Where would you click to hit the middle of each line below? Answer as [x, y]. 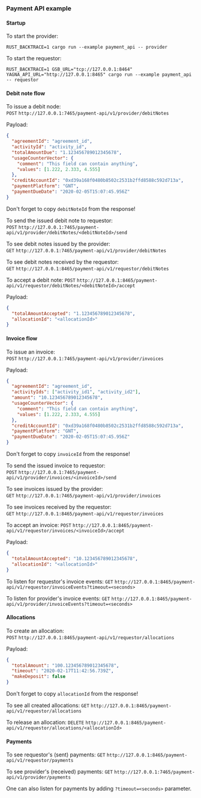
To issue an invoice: [31, 352]
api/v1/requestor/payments [40, 761]
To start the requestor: [34, 58]
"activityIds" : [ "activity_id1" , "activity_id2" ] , [76, 392]
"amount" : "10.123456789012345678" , [57, 398]
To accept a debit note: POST [41, 280]
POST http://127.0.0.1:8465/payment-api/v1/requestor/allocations [90, 637]
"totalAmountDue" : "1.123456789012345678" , [67, 152]
